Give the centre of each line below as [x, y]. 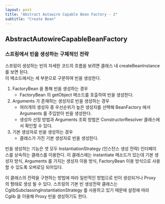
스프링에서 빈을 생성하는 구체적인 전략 [47, 54]
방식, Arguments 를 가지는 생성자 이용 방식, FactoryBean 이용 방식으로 [82, 161]
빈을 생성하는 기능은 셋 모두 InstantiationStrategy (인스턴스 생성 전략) [72, 149]
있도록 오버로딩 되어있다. [39, 167]
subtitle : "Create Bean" [31, 19]
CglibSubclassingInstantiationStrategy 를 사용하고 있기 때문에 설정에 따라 [77, 190]
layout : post [18, 10]
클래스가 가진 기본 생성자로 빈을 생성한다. [59, 138]
